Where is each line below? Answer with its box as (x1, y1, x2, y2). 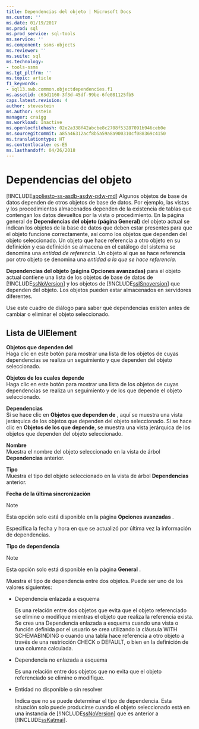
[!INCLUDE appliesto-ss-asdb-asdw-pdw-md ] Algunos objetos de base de (6, 193, 188, 200)
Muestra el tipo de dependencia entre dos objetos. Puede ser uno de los (6, 578, 183, 585)
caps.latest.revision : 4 (6, 97, 68, 103)
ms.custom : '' (6, 14, 42, 20)
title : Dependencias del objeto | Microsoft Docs (6, 8, 132, 15)
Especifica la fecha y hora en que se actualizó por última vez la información (6, 525, 191, 532)
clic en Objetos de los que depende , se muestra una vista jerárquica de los (6, 424, 191, 431)
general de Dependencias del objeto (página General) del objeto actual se (6, 218, 190, 225)
